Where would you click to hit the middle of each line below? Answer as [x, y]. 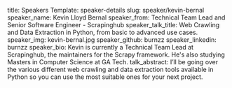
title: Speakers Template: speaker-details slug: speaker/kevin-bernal [106, 10]
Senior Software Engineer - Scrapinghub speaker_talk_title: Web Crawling [114, 25]
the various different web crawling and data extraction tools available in [110, 69]
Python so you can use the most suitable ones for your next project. [105, 77]
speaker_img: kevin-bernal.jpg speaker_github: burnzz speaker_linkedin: [112, 40]
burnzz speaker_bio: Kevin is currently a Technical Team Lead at [101, 47]
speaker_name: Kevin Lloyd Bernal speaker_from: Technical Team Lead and [116, 17]
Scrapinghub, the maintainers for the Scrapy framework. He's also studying [116, 54]
